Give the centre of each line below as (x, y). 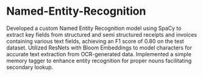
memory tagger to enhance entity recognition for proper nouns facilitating (99, 61)
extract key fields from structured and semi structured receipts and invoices (101, 34)
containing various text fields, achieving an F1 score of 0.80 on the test (95, 41)
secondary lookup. (30, 67)
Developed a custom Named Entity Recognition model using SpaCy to (94, 28)
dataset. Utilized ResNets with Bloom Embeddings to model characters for (99, 48)
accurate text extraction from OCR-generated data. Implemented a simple (99, 54)
